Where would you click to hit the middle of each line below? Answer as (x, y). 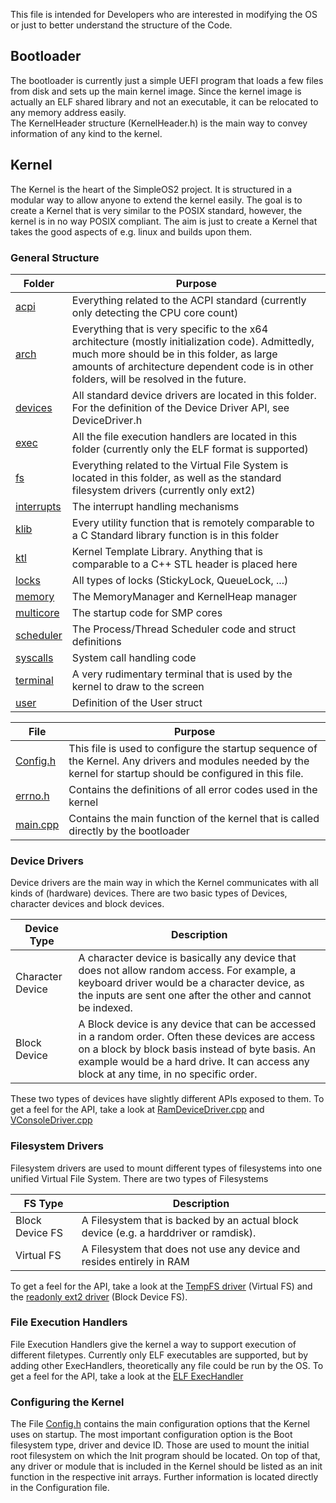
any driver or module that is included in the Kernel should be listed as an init (166, 1466)
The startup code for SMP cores (147, 612)
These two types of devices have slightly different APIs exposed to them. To (167, 1099)
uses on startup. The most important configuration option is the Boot (151, 1435)
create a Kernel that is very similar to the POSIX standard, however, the (156, 210)
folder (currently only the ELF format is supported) (190, 449)
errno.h (32, 796)
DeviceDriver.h (107, 420)
